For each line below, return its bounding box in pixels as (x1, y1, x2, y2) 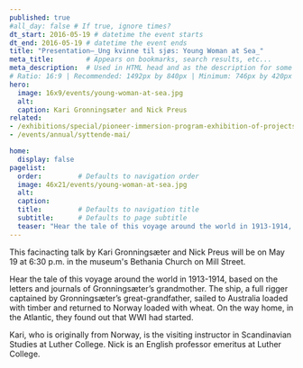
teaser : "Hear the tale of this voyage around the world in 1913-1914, (17, 221, 293, 230)
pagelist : (9, 163, 47, 172)
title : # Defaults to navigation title (17, 205, 200, 214)
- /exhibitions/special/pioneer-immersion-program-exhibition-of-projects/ (9, 122, 300, 131)
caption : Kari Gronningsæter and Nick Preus (17, 105, 188, 114)
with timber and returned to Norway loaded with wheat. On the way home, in (9, 302, 294, 313)
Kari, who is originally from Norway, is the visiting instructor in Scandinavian (9, 329, 292, 340)
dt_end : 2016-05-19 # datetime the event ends (9, 38, 188, 48)
